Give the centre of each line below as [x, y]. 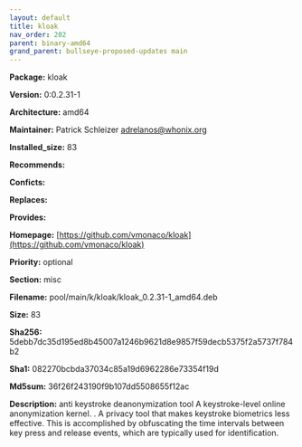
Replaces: [28, 200]
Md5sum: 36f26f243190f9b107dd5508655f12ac [99, 386]
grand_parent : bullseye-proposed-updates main [99, 52]
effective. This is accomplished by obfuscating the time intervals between [147, 423]
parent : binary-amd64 [50, 43]
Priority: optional [42, 262]
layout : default [40, 18]
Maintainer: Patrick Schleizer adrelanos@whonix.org [109, 130]
